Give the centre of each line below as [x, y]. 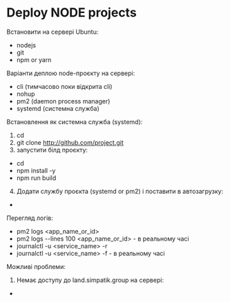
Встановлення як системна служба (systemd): [75, 121]
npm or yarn [34, 59]
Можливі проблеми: [36, 266]
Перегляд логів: [30, 218]
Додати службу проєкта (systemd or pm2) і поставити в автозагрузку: [120, 191]
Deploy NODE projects [72, 13]
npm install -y [36, 170]
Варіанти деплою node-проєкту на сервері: [71, 73]
